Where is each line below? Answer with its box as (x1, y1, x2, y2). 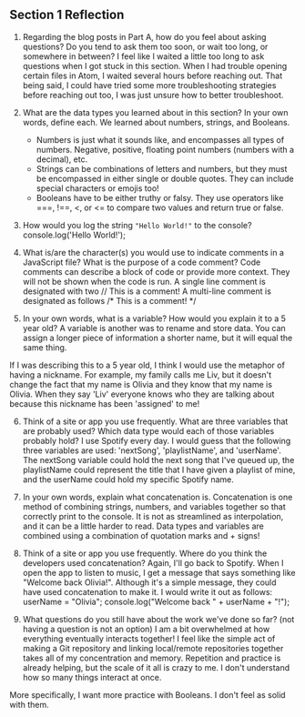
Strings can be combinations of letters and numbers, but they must (36, 163, 288, 174)
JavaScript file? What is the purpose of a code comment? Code (22, 257, 261, 268)
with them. (9, 699, 49, 710)
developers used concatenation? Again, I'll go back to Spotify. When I (22, 557, 284, 568)
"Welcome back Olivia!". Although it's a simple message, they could (22, 577, 277, 588)
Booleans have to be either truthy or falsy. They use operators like (36, 192, 284, 203)
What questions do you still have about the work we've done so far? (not (22, 613, 295, 624)
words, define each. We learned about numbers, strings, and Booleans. (22, 116, 290, 127)
